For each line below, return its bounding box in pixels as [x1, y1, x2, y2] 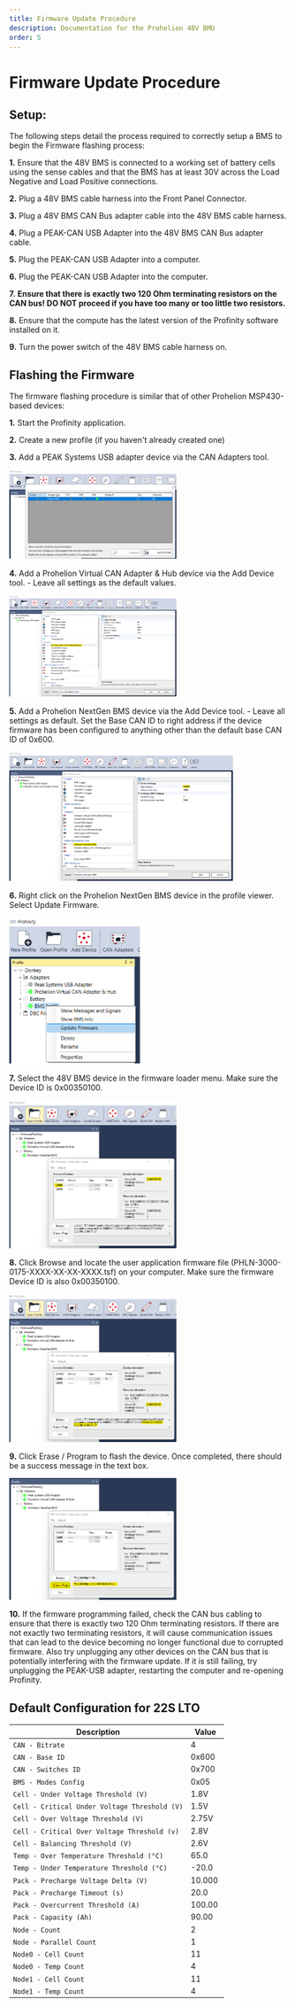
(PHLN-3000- [231, 1258, 282, 1268]
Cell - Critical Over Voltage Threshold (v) [12, 1827, 179, 1836]
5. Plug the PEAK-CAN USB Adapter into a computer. [9, 254, 201, 265]
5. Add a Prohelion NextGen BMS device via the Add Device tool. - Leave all [9, 706, 285, 717]
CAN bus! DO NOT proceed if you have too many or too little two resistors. [9, 298, 286, 309]
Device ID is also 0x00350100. [9, 1276, 120, 1287]
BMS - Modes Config [12, 1778, 85, 1786]
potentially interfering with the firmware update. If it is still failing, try [9, 1656, 258, 1667]
